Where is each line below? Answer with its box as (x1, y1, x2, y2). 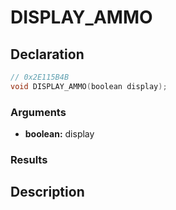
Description (10, 184, 85, 201)
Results (10, 152, 48, 166)
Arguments (10, 105, 67, 119)
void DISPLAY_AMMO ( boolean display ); (10, 81, 168, 91)
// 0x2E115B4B (10, 72, 70, 82)
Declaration (10, 46, 85, 63)
